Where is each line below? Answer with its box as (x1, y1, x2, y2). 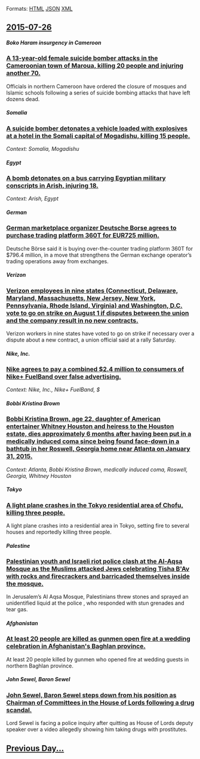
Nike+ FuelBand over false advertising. (6, 373, 121, 381)
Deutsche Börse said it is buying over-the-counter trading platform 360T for (6, 245, 193, 252)
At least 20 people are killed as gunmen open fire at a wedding (6, 635, 191, 643)
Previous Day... (6, 743, 64, 753)
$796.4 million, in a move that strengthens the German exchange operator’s (6, 251, 192, 258)
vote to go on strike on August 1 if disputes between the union (6, 309, 189, 317)
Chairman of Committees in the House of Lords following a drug (6, 698, 195, 706)
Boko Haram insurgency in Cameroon (6, 39, 101, 46)
